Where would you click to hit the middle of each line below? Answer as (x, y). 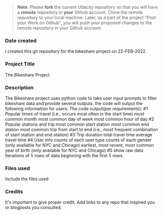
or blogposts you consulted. (34, 208)
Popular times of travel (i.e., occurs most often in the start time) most (75, 114)
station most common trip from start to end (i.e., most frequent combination (81, 129)
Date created (21, 40)
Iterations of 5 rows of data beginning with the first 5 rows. (64, 155)
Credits (14, 192)
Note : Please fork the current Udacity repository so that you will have (87, 7)
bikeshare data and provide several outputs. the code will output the (74, 103)
